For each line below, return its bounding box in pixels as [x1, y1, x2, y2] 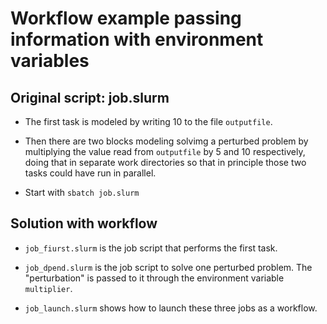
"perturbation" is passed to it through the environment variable [24, 272, 285, 284]
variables [10, 50, 90, 72]
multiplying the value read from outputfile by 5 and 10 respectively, [24, 146, 306, 157]
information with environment [10, 28, 264, 51]
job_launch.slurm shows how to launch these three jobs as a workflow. [24, 302, 318, 314]
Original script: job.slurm [10, 89, 170, 106]
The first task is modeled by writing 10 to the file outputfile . [24, 116, 273, 127]
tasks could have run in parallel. [24, 167, 157, 179]
